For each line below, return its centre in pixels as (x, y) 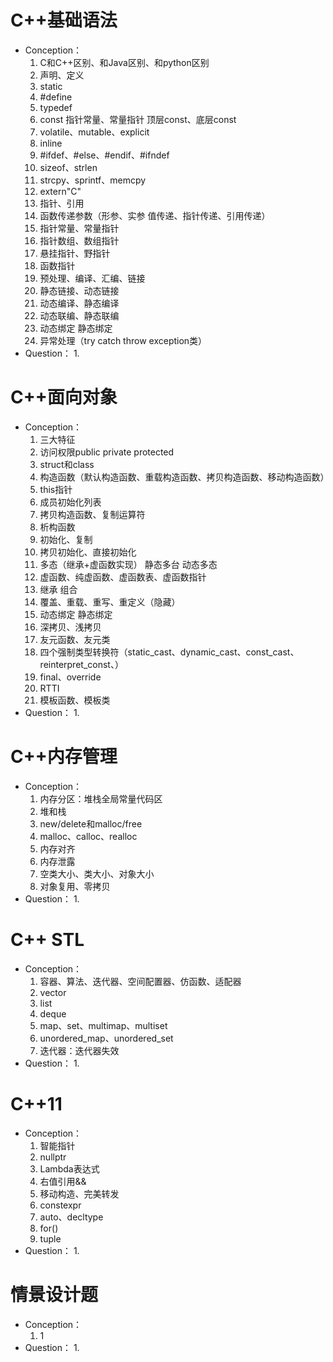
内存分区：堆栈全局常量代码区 (101, 798)
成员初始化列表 (70, 502)
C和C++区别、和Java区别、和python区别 (124, 62)
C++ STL (47, 940)
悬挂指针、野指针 (75, 253)
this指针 (56, 489)
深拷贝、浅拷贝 (70, 627)
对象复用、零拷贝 (75, 886)
